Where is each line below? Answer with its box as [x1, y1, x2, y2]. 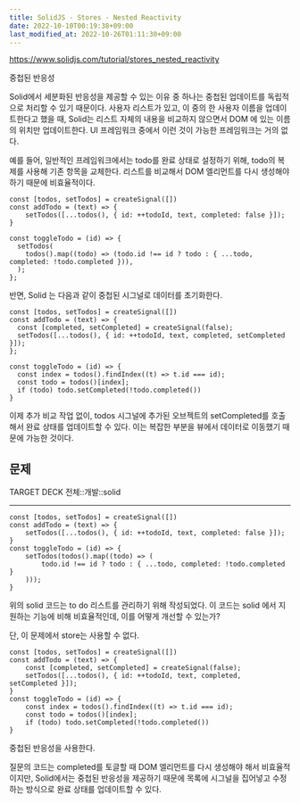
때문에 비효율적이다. [25, 178, 96, 188]
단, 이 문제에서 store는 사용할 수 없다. [9, 630, 140, 641]
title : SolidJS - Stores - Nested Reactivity [9, 12, 181, 22]
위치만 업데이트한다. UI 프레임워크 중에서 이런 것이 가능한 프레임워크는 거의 [18, 125, 279, 136]
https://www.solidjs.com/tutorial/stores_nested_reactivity [9, 54, 221, 65]
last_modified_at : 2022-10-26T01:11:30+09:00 [9, 29, 181, 38]
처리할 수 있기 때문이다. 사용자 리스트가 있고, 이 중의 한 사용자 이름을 [25, 103, 263, 113]
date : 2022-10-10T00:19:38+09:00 [9, 21, 134, 30]
